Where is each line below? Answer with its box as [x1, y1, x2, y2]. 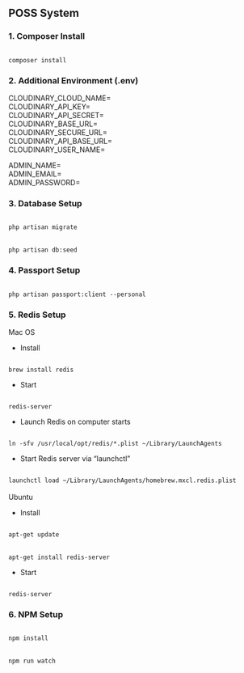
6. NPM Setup [8, 608, 64, 620]
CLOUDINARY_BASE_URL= [8, 119, 99, 129]
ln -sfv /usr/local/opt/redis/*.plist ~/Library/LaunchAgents [8, 439, 222, 447]
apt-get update [8, 530, 60, 539]
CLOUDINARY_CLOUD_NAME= [8, 93, 111, 103]
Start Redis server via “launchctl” [19, 453, 131, 463]
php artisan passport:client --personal [8, 290, 147, 298]
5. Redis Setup [8, 309, 66, 320]
